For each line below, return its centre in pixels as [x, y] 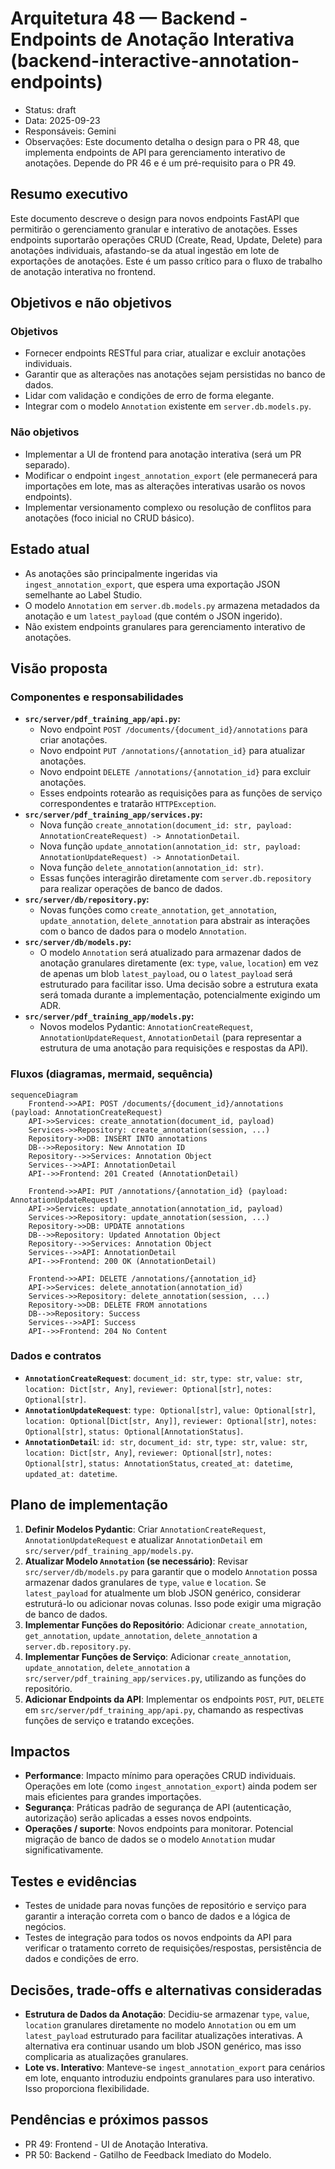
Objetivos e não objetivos [91, 303]
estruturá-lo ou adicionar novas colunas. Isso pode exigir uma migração [173, 1603]
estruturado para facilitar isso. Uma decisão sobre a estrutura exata [179, 984]
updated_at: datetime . [71, 1473]
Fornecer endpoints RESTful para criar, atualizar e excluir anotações [165, 353]
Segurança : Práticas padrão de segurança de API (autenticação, [158, 1808]
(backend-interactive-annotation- [155, 61]
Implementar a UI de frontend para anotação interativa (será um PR [163, 454]
